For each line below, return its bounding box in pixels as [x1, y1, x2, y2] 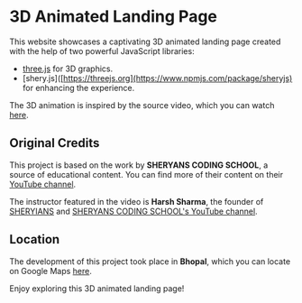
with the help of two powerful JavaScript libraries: [9, 45, 196, 56]
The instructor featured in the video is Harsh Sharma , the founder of [9, 196, 264, 207]
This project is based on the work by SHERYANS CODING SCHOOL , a [9, 160, 269, 170]
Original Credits [9, 135, 100, 151]
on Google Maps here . [9, 265, 93, 276]
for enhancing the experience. [22, 82, 135, 93]
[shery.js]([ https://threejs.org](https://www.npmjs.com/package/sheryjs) [22, 72, 293, 83]
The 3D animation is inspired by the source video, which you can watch [9, 99, 275, 110]
